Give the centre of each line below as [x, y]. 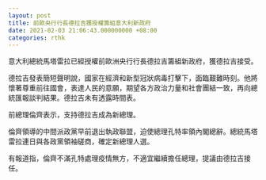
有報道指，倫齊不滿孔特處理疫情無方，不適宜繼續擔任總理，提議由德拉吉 [126, 159]
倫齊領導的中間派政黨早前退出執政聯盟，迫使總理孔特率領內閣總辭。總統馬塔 [133, 132]
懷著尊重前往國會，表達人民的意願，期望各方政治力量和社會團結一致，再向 [129, 88]
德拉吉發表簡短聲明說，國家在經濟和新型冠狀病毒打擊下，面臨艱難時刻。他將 [133, 78]
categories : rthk [37, 38]
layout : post [30, 15]
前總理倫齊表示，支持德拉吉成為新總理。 [74, 115]
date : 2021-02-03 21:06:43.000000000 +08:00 [83, 30]
